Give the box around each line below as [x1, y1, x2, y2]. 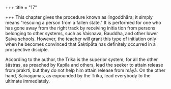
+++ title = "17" [5, 5, 37, 10]
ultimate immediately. [5, 78, 50, 84]
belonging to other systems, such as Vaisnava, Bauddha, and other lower [5, 31, 159, 36]
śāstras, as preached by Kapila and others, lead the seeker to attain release [5, 62, 163, 68]
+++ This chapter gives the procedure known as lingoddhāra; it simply [5, 14, 153, 20]
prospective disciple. [5, 47, 49, 52]
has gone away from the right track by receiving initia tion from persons [5, 25, 156, 31]
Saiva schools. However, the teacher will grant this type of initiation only [5, 36, 157, 42]
